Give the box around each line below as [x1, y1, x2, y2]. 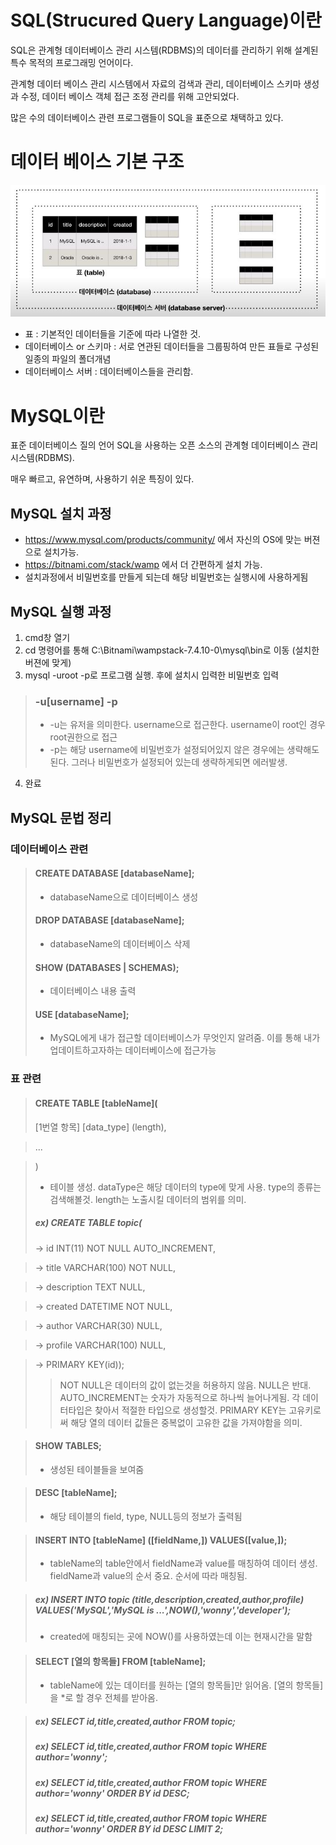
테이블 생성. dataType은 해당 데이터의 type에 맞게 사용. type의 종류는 [49, 1181, 322, 1193]
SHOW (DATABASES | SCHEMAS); [34, 961, 180, 973]
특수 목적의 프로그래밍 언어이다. [10, 56, 134, 68]
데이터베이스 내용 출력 [49, 985, 137, 997]
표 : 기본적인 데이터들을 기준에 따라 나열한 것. [24, 328, 202, 340]
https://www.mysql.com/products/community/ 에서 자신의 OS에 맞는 [24, 534, 302, 546]
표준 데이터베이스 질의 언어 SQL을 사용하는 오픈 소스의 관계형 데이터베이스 [10, 439, 300, 451]
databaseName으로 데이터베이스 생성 [49, 891, 199, 903]
